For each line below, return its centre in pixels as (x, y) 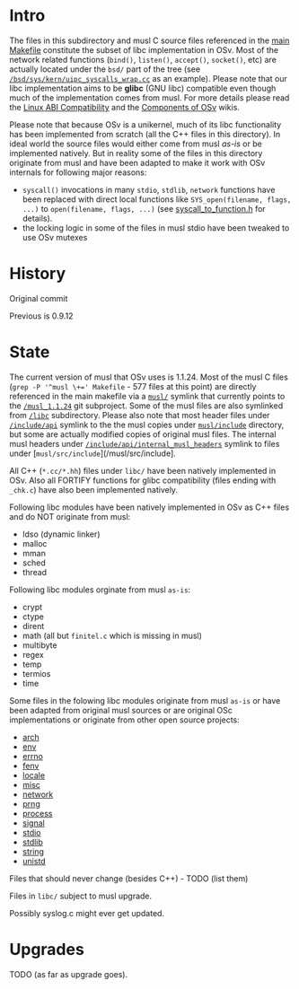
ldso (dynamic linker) (61, 534)
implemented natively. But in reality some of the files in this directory (136, 153)
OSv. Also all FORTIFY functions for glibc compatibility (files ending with (143, 480)
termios (36, 673)
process (37, 813)
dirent (33, 626)
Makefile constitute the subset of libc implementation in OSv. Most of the (144, 49)
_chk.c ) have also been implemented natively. (93, 489)
